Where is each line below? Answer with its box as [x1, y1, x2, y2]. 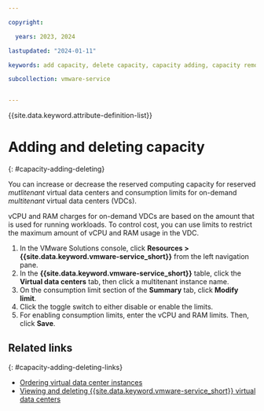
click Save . [19, 319, 56, 328]
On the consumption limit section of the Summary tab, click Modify [19, 285, 239, 295]
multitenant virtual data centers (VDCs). [8, 196, 137, 205]
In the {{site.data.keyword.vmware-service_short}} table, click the [19, 268, 242, 278]
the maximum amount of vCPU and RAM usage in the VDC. [8, 228, 200, 238]
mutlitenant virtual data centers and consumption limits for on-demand [8, 188, 237, 198]
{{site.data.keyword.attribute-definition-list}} [8, 111, 153, 120]
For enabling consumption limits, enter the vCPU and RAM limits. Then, [19, 310, 250, 320]
